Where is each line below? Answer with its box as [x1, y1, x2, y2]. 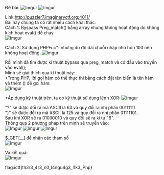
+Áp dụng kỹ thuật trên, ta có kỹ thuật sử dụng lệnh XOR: [5, 95, 120, 101]
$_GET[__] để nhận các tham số [5, 135, 69, 141]
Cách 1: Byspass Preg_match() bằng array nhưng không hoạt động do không [5, 25, 160, 30]
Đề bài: [5, 5, 20, 10]
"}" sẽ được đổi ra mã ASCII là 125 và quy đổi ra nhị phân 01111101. [5, 110, 138, 116]
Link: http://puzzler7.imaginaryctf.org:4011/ [5, 14, 90, 20]
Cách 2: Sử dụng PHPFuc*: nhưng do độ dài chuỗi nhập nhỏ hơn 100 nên [5, 45, 152, 50]
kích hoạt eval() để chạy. [5, 30, 55, 35]
